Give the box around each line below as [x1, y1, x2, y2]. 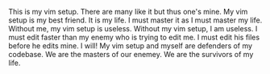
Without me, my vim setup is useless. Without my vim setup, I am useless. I [8, 24, 258, 33]
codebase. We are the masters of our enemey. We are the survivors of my [8, 50, 254, 59]
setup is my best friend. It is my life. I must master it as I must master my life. [8, 15, 263, 25]
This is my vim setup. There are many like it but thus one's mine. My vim [8, 7, 248, 16]
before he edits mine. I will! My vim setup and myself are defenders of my [8, 41, 252, 51]
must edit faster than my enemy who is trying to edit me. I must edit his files [8, 32, 260, 42]
